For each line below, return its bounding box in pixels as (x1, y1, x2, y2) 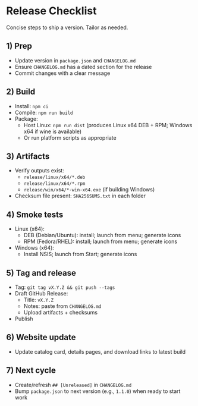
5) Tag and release (6, 267, 76, 278)
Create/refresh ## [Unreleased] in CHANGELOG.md (14, 381, 132, 388)
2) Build (6, 87, 36, 97)
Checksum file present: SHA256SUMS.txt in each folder (14, 192, 146, 200)
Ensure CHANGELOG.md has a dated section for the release (14, 63, 152, 70)
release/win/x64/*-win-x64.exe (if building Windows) (23, 186, 155, 193)
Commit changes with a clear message (14, 70, 111, 77)
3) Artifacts (6, 151, 50, 161)
